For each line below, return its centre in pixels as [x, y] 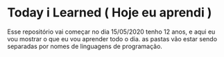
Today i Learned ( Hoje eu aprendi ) [110, 13]
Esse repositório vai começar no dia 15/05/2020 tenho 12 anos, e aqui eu [111, 32]
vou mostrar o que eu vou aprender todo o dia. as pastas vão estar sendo [112, 38]
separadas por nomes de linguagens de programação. [85, 46]
